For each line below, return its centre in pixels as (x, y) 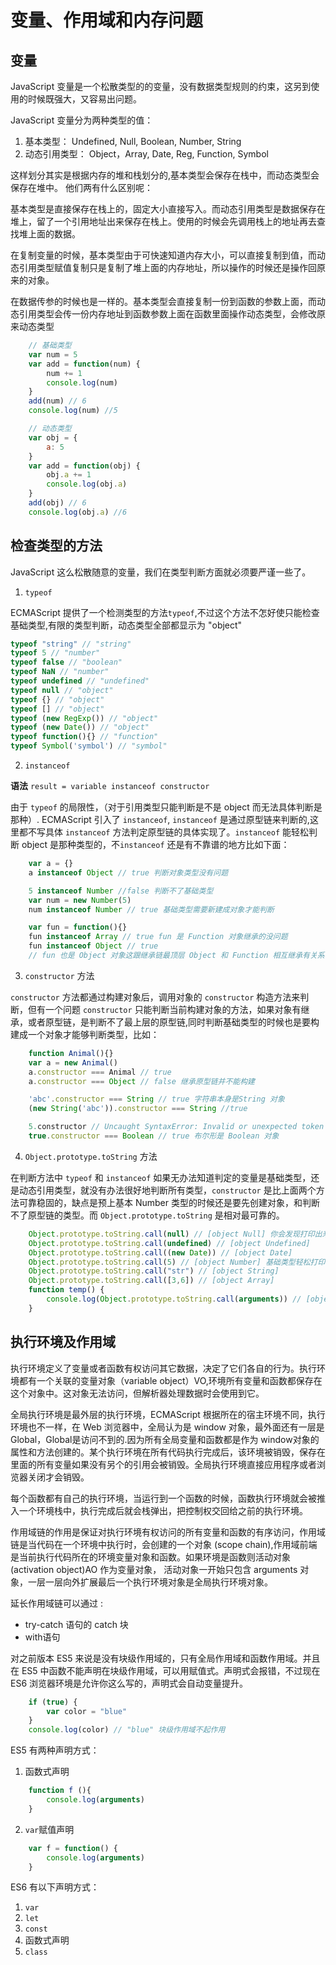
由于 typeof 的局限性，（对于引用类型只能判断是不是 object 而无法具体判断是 (166, 807)
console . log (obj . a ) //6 (78, 512)
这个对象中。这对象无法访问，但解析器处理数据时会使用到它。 (137, 1393)
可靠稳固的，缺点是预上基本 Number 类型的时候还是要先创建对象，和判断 (169, 1202)
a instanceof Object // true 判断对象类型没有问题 (128, 872)
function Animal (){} (71, 1053)
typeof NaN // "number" (60, 672)
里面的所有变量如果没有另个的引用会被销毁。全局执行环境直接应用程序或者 (163, 1464)
